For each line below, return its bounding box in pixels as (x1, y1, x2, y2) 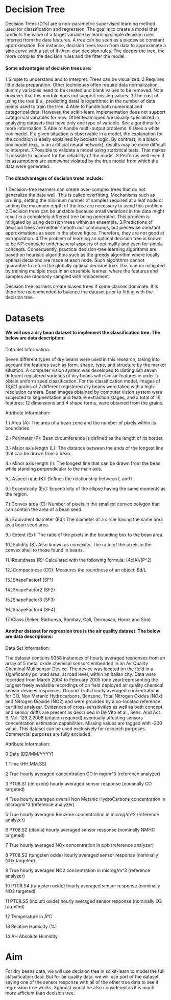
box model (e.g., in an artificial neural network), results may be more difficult (5, 142, 166, 148)
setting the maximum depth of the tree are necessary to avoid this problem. (5, 203, 164, 209)
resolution (5, 389, 27, 395)
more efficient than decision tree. (5, 990, 75, 996)
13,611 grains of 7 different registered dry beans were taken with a (5, 383, 144, 390)
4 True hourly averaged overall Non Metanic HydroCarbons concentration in (5, 796, 166, 802)
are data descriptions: (5, 633, 54, 640)
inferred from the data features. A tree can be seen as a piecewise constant (5, 37, 164, 43)
